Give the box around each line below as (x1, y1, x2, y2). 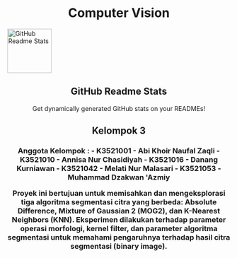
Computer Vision (68, 5, 170, 21)
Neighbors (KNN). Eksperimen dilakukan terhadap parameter (11, 215, 226, 225)
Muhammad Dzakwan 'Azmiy (67, 172, 170, 182)
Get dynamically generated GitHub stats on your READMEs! (32, 104, 206, 112)
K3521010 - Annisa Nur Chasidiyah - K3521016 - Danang (20, 155, 218, 165)
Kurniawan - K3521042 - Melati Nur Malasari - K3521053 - (16, 164, 221, 174)
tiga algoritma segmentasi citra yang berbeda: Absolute (21, 197, 217, 207)
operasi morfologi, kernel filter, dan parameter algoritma (20, 224, 218, 234)
